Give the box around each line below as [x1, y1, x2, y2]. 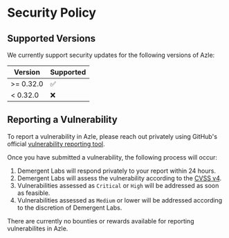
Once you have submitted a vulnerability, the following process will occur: [7, 153, 218, 161]
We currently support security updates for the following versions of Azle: [7, 51, 215, 59]
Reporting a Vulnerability [7, 114, 118, 126]
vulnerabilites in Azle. [7, 224, 68, 232]
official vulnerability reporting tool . [7, 139, 105, 148]
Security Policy [7, 5, 97, 21]
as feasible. [17, 189, 51, 197]
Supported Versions [7, 33, 95, 44]
